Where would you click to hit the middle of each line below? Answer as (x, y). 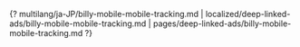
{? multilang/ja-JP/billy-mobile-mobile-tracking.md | (106, 14)
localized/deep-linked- (248, 14)
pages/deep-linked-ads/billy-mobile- (222, 23)
